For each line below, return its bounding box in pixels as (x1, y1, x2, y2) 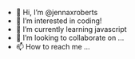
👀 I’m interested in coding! (15, 16, 102, 26)
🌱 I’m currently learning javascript (15, 25, 127, 33)
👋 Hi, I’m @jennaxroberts (15, 8, 98, 17)
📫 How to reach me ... (15, 42, 90, 51)
